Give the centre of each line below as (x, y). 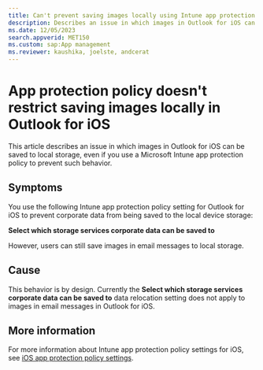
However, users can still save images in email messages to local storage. (126, 246)
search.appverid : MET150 (49, 37)
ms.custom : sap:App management (59, 45)
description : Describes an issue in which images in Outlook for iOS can (132, 23)
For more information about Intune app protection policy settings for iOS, (126, 350)
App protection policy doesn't (107, 91)
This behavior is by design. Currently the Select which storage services (126, 289)
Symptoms (35, 188)
